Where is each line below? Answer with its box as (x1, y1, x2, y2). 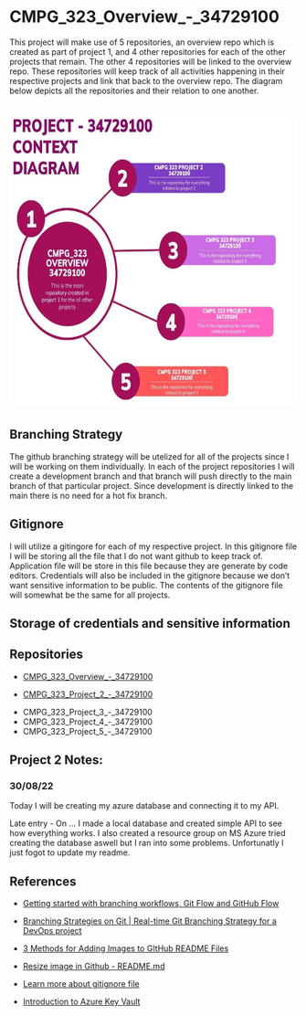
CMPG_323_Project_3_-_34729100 (22, 706, 153, 717)
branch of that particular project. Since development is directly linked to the (9, 480, 294, 491)
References (9, 873, 77, 889)
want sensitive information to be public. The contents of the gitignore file (9, 579, 283, 590)
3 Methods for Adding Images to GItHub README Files (22, 943, 229, 954)
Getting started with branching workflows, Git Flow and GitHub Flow (22, 898, 280, 909)
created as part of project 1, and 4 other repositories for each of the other (9, 46, 286, 57)
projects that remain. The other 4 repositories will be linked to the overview (9, 56, 292, 67)
